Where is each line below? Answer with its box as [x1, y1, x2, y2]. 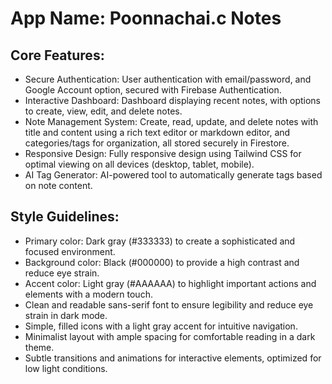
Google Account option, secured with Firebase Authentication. [24, 84, 282, 96]
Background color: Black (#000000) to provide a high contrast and [24, 256, 300, 268]
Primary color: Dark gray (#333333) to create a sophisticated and [24, 235, 296, 247]
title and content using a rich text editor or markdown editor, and [24, 127, 291, 138]
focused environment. [24, 245, 116, 257]
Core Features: [10, 47, 105, 64]
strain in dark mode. [24, 309, 108, 321]
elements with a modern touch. [24, 288, 153, 300]
